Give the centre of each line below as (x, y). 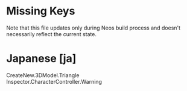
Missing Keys (41, 11)
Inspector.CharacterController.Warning (54, 81)
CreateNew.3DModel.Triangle (43, 75)
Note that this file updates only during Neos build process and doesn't (93, 28)
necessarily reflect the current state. (51, 34)
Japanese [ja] (41, 59)
